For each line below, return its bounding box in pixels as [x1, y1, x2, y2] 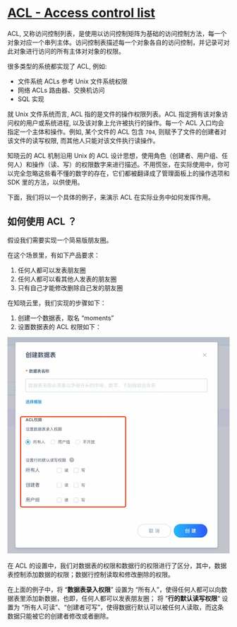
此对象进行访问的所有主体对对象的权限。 [7, 47, 125, 55]
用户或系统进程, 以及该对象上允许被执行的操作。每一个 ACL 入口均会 [25, 118, 224, 127]
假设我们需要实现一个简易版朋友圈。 [7, 236, 113, 244]
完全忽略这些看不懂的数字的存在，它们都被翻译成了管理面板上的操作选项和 [13, 168, 230, 178]
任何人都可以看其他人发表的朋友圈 [17, 275, 117, 283]
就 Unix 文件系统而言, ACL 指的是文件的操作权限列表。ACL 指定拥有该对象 [7, 110, 222, 118]
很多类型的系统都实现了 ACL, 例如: [7, 62, 107, 70]
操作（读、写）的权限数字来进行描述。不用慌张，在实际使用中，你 [31, 160, 224, 168]
